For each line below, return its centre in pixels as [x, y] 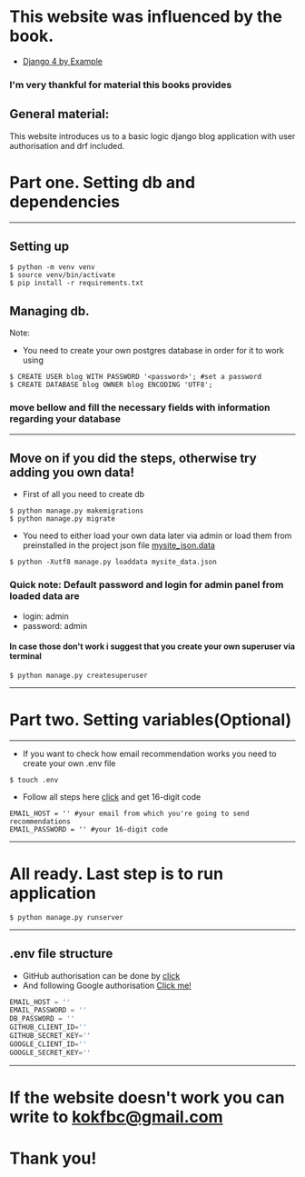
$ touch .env [34, 780]
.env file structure [61, 954]
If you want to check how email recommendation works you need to [149, 753]
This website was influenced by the [146, 17]
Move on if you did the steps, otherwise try [133, 458]
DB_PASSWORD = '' [42, 1019]
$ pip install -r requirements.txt [77, 284]
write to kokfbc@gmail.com [116, 1117]
